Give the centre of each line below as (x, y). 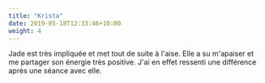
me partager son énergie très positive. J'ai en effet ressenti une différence (132, 62)
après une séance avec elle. (56, 71)
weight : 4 (25, 31)
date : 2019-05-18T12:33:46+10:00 (65, 23)
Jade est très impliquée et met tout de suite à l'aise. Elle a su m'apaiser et (131, 54)
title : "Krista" (36, 16)
